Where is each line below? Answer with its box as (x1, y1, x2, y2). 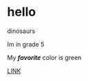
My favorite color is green (7, 53, 82, 62)
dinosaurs (7, 27, 36, 35)
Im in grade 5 (7, 40, 45, 48)
